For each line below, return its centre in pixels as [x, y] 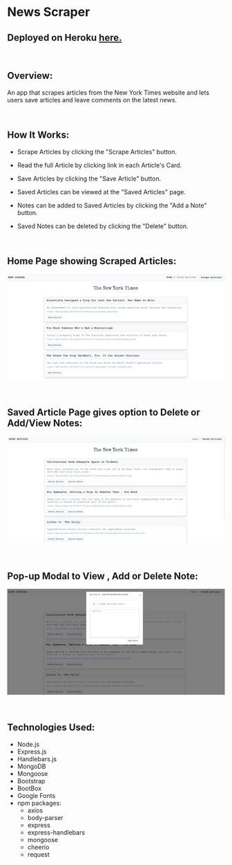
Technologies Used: [51, 728]
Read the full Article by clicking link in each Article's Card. [99, 165]
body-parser [45, 817]
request [38, 854]
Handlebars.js [37, 759]
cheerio [38, 847]
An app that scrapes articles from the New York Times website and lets [108, 92]
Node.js [28, 744]
